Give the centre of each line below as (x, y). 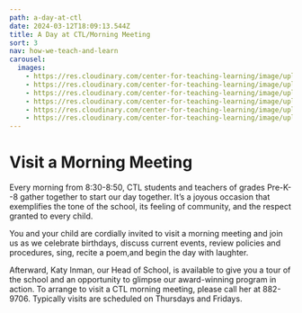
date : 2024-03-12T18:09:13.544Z (70, 26)
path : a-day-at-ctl (46, 18)
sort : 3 (24, 43)
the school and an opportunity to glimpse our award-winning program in (143, 280)
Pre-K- (279, 188)
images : (32, 68)
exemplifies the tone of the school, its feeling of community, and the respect (151, 207)
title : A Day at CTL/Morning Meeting (80, 34)
